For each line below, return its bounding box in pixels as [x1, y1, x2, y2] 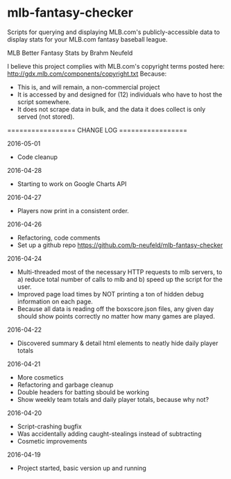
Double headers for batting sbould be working [17, 387, 149, 396]
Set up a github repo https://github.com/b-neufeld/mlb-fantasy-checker [17, 241, 223, 249]
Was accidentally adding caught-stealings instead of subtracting [17, 429, 202, 438]
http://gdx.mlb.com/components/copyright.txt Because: [7, 69, 167, 78]
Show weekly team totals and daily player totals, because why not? [17, 395, 209, 403]
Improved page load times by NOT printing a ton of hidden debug [17, 289, 205, 298]
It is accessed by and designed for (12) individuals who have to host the [17, 90, 223, 99]
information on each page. [17, 297, 94, 305]
